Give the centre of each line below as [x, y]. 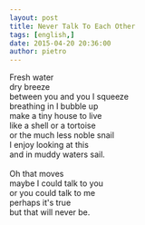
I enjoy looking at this [49, 145]
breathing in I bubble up [54, 106]
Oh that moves [37, 174]
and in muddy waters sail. [58, 154]
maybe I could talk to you [57, 183]
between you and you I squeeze [69, 97]
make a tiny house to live [56, 116]
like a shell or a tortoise [53, 126]
